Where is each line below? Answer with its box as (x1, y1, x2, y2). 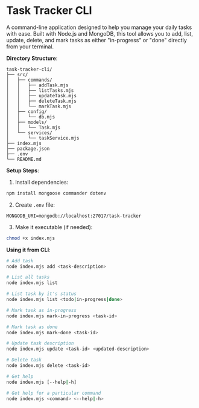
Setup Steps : (6, 167, 39, 174)
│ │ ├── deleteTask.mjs (6, 98, 77, 104)
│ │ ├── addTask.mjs (6, 82, 69, 88)
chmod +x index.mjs (6, 235, 55, 241)
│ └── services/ (6, 129, 52, 136)
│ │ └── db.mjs (6, 114, 55, 120)
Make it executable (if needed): (14, 223, 93, 230)
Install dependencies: (14, 178, 69, 186)
